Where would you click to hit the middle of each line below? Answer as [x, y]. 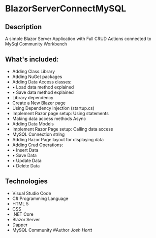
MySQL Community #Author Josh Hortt [52, 230]
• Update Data [27, 160]
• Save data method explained [43, 92]
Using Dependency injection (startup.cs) [53, 108]
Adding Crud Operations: [37, 145]
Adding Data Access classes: [42, 81]
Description [23, 27]
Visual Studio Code [32, 193]
